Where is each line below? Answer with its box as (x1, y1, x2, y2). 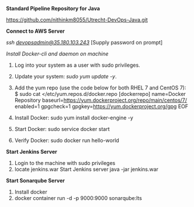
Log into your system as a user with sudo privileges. (14, 61, 140, 68)
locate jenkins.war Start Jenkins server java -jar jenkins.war (14, 166, 159, 172)
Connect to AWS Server (6, 27, 65, 34)
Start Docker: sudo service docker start (14, 126, 110, 132)
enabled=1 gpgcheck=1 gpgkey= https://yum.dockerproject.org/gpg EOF (14, 103, 189, 110)
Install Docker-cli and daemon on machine (6, 50, 109, 57)
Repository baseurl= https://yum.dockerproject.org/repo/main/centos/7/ (14, 96, 188, 103)
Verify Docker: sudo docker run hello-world (14, 137, 120, 144)
